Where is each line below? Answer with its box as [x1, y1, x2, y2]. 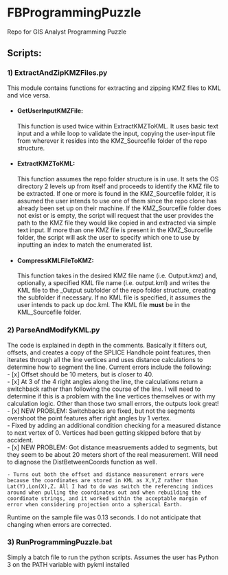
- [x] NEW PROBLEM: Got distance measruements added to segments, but [7, 443, 218, 451]
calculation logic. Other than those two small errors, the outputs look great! [7, 399, 220, 407]
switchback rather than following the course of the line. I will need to [7, 385, 201, 393]
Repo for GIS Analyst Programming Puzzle [7, 27, 127, 36]
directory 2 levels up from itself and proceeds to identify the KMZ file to [16, 182, 220, 190]
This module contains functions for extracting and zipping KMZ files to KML [7, 84, 221, 92]
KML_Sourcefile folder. [16, 308, 82, 317]
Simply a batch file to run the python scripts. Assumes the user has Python [7, 553, 218, 561]
